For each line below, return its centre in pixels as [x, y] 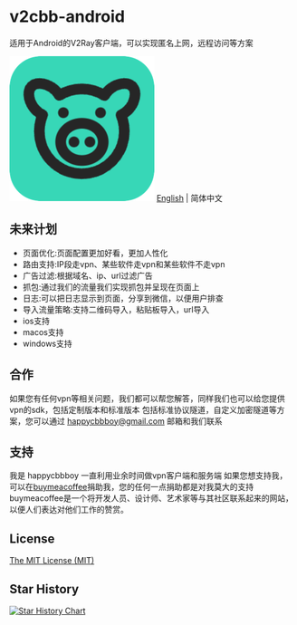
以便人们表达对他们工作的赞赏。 [69, 510]
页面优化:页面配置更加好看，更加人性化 [95, 253]
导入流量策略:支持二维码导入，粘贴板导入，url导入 [116, 309]
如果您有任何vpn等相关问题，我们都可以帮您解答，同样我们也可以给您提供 [147, 398]
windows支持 [47, 343]
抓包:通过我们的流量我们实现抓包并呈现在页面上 [111, 286]
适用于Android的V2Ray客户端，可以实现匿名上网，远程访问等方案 [131, 43]
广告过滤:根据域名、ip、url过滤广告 [87, 275]
